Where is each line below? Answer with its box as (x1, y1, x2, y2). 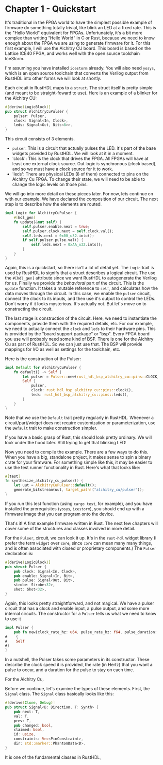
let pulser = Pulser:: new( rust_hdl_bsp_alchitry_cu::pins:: (22, 374, 147, 379)
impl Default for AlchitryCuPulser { (5, 365, 81, 370)
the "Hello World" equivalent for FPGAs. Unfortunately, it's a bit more (5, 30, 143, 35)
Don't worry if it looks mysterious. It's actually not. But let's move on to (5, 300, 147, 307)
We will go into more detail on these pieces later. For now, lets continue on (5, 191, 154, 197)
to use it (5, 616, 21, 622)
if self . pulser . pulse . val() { (22, 238, 83, 243)
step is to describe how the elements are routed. (5, 201, 102, 207)
